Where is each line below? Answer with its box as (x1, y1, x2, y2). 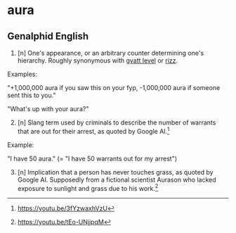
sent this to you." (7, 91, 56, 99)
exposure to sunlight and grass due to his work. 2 (17, 182, 159, 192)
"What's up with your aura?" (7, 105, 89, 113)
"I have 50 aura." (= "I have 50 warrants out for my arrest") (7, 154, 178, 163)
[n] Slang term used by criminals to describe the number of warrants (17, 118, 216, 127)
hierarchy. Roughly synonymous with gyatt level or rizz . (17, 56, 178, 65)
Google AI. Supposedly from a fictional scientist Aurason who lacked (17, 175, 216, 184)
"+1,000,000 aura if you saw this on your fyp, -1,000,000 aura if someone (7, 84, 221, 92)
